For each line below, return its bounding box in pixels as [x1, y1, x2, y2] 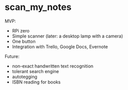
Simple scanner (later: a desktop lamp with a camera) [12, 33, 123, 39]
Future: [5, 53, 20, 59]
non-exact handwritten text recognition [12, 63, 94, 69]
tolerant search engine [12, 68, 59, 74]
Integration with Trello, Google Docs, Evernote [12, 43, 108, 49]
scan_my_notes [5, 1, 72, 13]
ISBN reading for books [12, 79, 61, 85]
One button [12, 38, 36, 44]
